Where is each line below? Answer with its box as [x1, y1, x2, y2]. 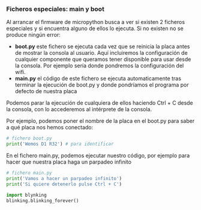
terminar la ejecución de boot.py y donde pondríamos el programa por [14, 81, 189, 88]
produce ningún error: [6, 31, 61, 39]
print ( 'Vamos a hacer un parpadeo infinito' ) [6, 175, 122, 182]
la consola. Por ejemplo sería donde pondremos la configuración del [14, 62, 184, 69]
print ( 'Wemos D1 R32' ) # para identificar [6, 141, 114, 147]
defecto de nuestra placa [14, 88, 77, 95]
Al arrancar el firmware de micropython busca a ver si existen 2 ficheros [6, 19, 185, 26]
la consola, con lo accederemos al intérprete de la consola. [6, 106, 152, 113]
